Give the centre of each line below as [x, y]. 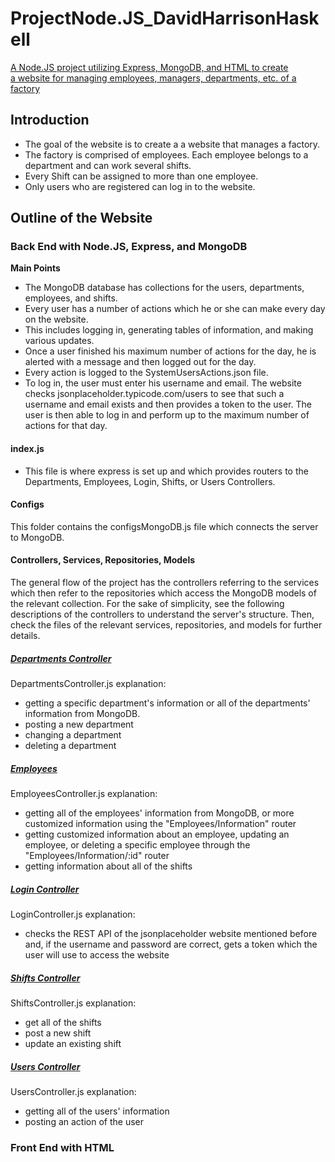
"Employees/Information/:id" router [97, 855]
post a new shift [58, 1033]
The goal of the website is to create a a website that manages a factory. [172, 144]
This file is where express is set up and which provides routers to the [166, 471]
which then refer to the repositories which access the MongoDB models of [163, 593]
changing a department [73, 735]
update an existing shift [73, 1043]
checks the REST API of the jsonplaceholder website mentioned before [171, 933]
